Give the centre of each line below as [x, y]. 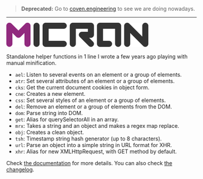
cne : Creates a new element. [50, 94]
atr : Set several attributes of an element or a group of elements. [95, 81]
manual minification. [31, 63]
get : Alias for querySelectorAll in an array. [67, 119]
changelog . [20, 169]
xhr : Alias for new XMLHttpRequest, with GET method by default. [96, 151]
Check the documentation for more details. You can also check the [89, 163]
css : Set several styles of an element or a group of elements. [90, 100]
